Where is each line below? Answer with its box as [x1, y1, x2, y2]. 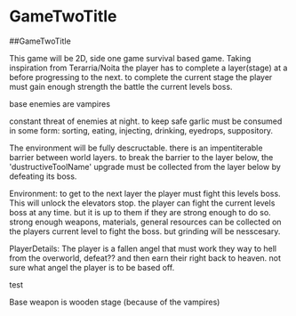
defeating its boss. [9, 171, 77, 182]
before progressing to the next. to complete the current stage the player [9, 71, 273, 82]
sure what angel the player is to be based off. [9, 262, 175, 272]
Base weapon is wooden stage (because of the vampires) [9, 296, 220, 307]
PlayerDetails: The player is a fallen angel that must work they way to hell [9, 243, 277, 254]
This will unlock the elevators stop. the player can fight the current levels [9, 198, 276, 208]
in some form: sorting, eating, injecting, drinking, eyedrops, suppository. [9, 125, 274, 135]
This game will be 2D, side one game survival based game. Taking [9, 53, 252, 63]
